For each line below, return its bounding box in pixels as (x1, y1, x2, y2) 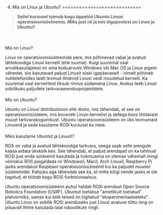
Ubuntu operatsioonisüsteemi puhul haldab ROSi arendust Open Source (5, 184, 150, 189)
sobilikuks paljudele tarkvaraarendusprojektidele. (5, 85, 104, 91)
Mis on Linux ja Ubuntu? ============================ (12, 4, 142, 10)
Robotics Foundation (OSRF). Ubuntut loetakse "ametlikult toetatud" (5, 188, 142, 194)
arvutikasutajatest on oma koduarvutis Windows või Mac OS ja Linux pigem (5, 65, 157, 71)
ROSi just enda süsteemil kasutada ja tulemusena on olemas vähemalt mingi (5, 153, 158, 159)
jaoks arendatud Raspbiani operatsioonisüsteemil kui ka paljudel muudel (5, 163, 151, 169)
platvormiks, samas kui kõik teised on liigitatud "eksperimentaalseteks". (5, 194, 149, 200)
